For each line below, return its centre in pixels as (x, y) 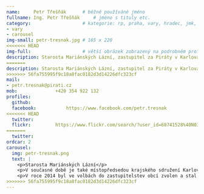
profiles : (19, 97)
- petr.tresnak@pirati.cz (39, 86)
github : (22, 102)
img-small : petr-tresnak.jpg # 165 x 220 (59, 40)
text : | (22, 159)
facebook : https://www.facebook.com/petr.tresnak (89, 108)
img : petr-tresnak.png (40, 153)
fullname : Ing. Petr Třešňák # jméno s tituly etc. (78, 18)
